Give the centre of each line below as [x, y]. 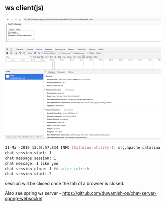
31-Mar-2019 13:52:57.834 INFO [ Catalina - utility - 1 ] [61, 148]
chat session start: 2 [28, 174]
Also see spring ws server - [33, 193]
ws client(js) [25, 8]
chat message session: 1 [31, 158]
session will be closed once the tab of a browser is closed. [65, 184]
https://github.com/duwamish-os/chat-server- [109, 193]
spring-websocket [24, 199]
